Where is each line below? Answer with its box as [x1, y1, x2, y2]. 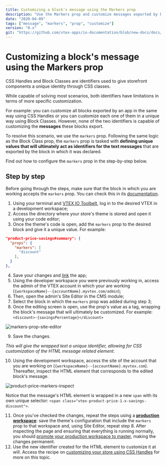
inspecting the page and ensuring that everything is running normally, [12, 428, 154, 434]
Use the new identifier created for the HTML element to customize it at [12, 444, 156, 450]
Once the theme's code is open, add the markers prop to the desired [12, 221, 151, 227]
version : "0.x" [5, 26, 37, 31]
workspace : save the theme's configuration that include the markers [12, 417, 152, 424]
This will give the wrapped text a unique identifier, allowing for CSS [5, 343, 142, 349]
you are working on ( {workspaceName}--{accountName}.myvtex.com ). [12, 363, 148, 368]
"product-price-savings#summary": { [5, 236, 81, 241]
